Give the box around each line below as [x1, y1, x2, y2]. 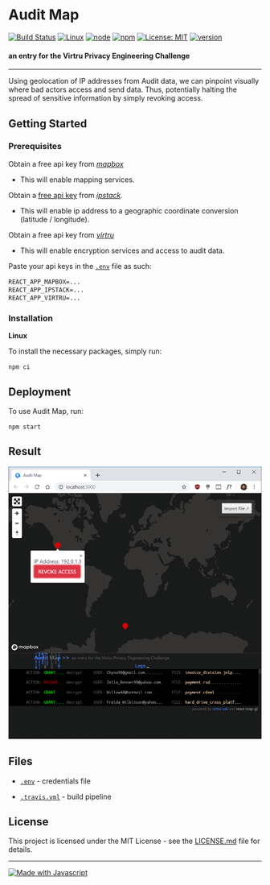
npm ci [8, 363, 31, 371]
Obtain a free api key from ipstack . [8, 190, 123, 200]
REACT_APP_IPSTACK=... [8, 286, 84, 294]
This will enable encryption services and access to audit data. [19, 246, 225, 255]
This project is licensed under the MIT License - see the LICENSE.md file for [8, 836, 260, 846]
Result [8, 445, 42, 458]
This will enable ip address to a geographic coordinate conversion [19, 205, 239, 215]
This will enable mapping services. [19, 175, 135, 184]
